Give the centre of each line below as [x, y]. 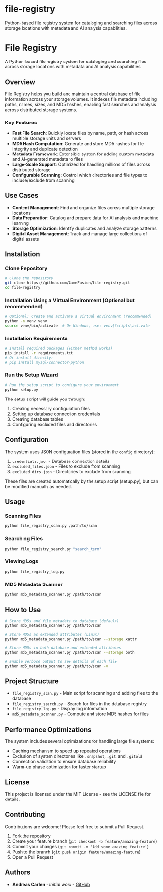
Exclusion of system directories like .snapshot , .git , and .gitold [77, 756]
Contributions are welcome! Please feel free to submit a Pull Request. [75, 826]
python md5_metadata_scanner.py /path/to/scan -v [57, 666]
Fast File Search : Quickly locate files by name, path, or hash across [80, 133]
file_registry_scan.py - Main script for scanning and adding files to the [85, 693]
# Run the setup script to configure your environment [62, 385]
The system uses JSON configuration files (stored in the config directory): [80, 452]
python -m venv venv [26, 321]
